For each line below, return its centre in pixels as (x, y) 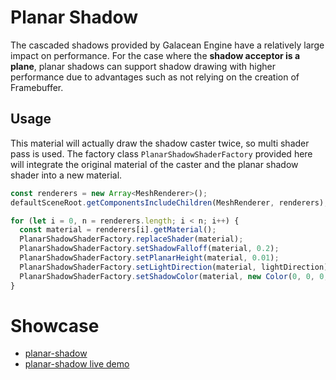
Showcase (55, 325)
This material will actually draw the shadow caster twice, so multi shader (160, 143)
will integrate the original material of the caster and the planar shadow (154, 164)
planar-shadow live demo (77, 364)
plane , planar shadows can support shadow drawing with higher (143, 66)
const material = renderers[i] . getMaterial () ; (118, 230)
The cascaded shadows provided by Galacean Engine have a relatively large (167, 45)
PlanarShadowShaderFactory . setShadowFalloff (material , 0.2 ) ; (149, 249)
